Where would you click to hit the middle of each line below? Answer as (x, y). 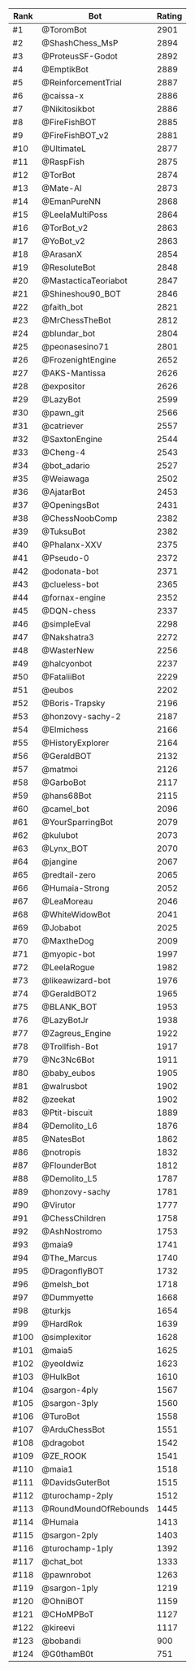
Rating (169, 16)
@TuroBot (61, 1416)
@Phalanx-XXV (72, 545)
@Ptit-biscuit (67, 1113)
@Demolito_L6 (69, 1126)
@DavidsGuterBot (76, 1482)
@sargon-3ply (70, 1403)
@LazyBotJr (65, 1020)
